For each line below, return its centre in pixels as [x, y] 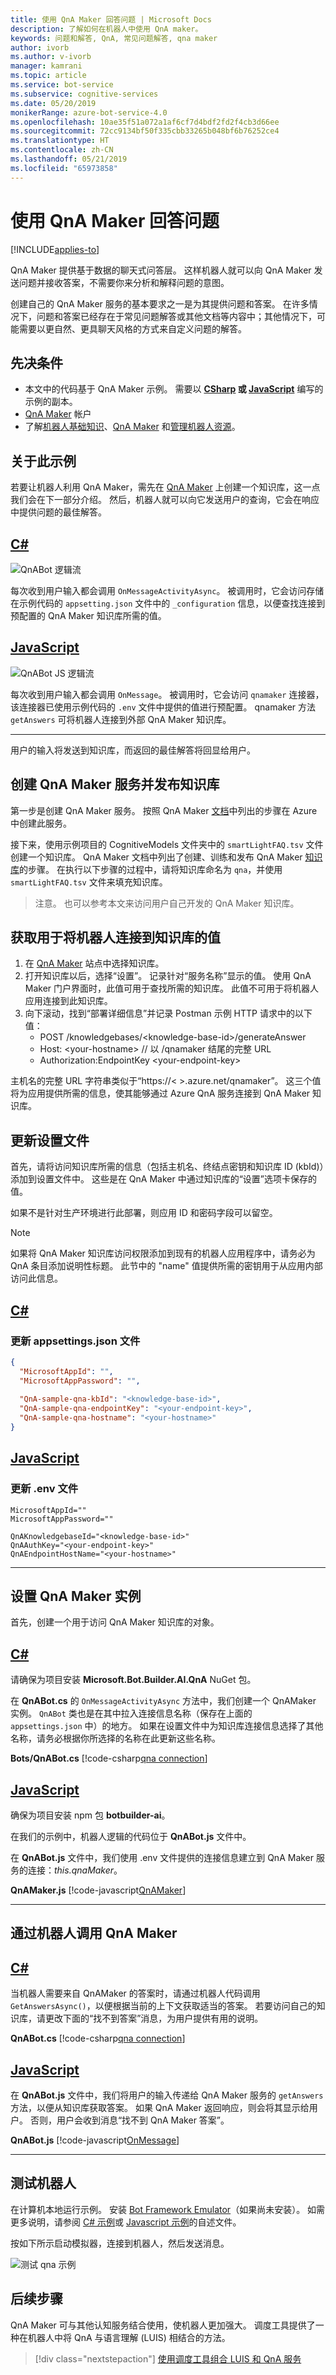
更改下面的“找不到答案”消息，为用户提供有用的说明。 [154, 2018]
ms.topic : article [48, 76]
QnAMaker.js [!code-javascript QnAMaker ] [98, 1890]
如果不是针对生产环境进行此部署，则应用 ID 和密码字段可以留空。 [144, 1213]
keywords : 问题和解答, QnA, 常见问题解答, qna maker [114, 38]
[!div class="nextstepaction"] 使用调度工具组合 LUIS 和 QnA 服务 [168, 2358]
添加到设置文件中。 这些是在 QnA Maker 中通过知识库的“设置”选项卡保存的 [164, 1179]
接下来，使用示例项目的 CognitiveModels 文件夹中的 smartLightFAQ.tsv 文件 [167, 844]
